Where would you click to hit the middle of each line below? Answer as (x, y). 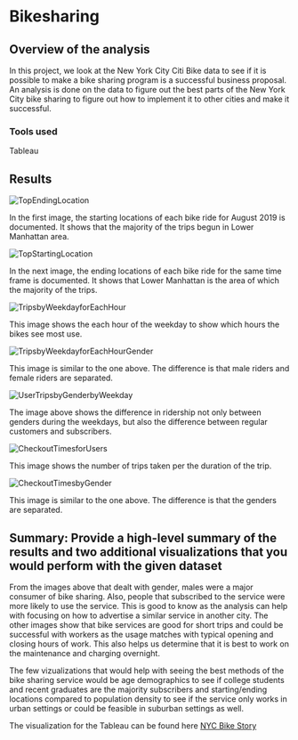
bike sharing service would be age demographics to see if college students (147, 679)
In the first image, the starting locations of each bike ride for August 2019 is (148, 218)
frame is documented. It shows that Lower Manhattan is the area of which (145, 281)
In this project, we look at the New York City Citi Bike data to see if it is (138, 70)
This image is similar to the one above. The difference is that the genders (143, 500)
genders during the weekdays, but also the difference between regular (139, 422)
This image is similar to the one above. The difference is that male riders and (149, 369)
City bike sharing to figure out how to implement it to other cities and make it (149, 99)
